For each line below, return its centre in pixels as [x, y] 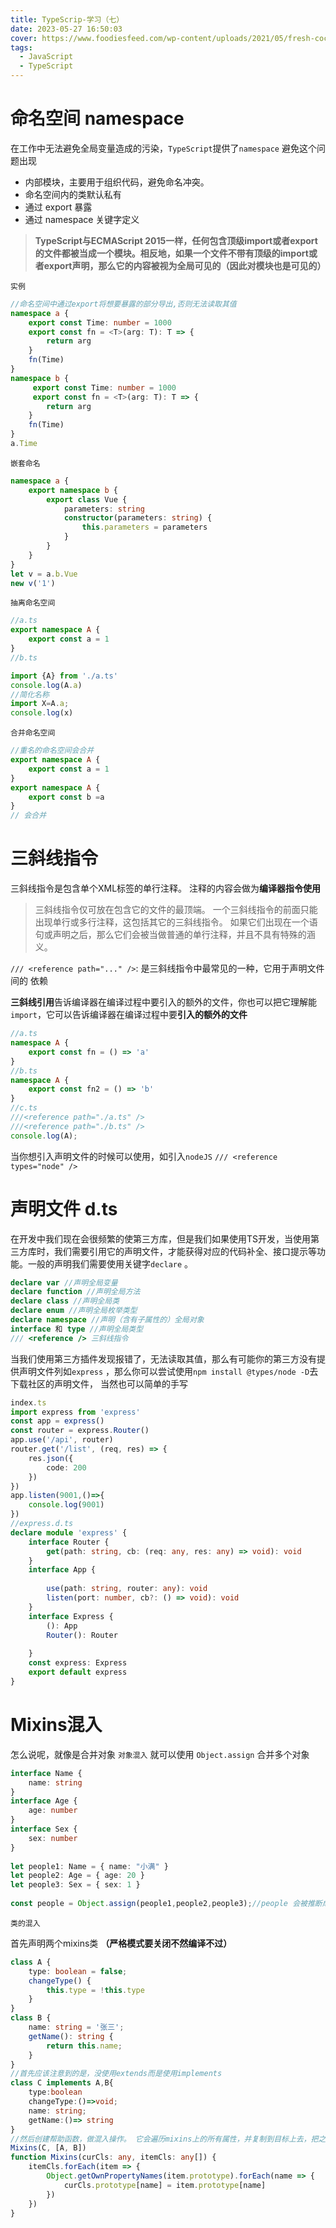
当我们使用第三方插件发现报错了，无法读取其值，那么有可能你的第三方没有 [163, 1358]
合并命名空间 [33, 733]
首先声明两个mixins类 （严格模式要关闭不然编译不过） [121, 1943]
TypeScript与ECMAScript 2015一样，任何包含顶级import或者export [176, 240]
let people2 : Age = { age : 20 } [77, 1876]
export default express [78, 1672]
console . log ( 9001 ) [66, 1505]
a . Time [24, 444]
